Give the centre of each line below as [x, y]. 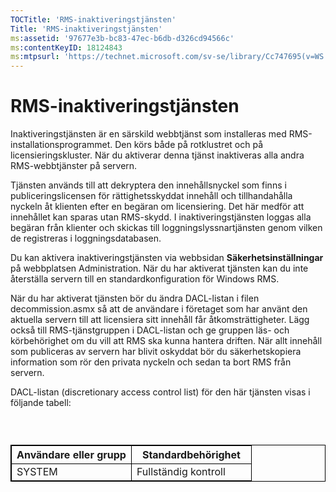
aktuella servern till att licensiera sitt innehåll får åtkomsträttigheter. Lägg [160, 320]
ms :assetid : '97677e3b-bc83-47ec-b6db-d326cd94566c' [122, 38]
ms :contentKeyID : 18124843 [66, 47]
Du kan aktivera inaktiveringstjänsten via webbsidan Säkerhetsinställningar [167, 258]
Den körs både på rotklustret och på [189, 145]
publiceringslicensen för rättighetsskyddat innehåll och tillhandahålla [151, 196]
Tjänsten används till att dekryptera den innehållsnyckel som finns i [148, 185]
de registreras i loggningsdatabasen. [86, 238]
